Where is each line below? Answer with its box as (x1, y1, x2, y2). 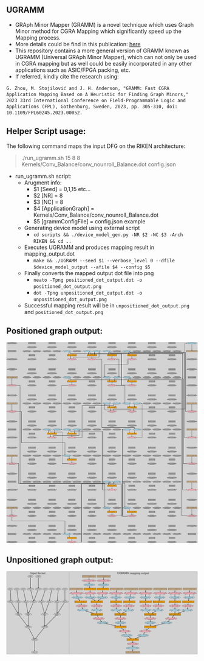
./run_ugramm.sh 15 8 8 (21, 154, 81, 161)
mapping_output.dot (24, 250, 75, 257)
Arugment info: (24, 179, 62, 186)
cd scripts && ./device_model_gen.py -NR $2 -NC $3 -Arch (33, 231, 183, 238)
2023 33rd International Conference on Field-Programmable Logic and (6, 97, 186, 103)
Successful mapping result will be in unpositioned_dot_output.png (24, 301, 190, 309)
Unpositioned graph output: (6, 554, 114, 565)
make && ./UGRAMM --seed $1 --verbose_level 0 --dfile (33, 257, 175, 264)
